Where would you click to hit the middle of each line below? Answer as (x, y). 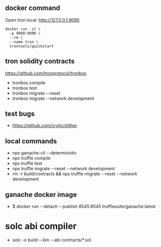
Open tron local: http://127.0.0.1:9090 (42, 20)
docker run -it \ (23, 29)
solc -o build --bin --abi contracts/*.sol (52, 240)
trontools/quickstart (32, 46)
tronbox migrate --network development (53, 98)
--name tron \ (24, 42)
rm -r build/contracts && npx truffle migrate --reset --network (75, 174)
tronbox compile (29, 83)
